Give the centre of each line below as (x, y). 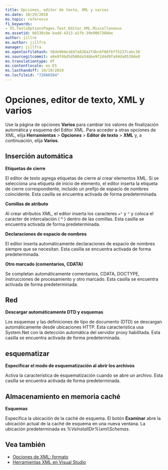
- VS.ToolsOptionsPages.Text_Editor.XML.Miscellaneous (64, 29)
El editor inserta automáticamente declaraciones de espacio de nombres (80, 243)
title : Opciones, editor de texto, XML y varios (57, 10)
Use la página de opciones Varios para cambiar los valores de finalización (82, 124)
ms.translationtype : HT (30, 61)
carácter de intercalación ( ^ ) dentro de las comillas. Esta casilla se (75, 219)
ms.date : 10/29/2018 (27, 15)
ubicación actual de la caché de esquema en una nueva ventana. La (75, 424)
